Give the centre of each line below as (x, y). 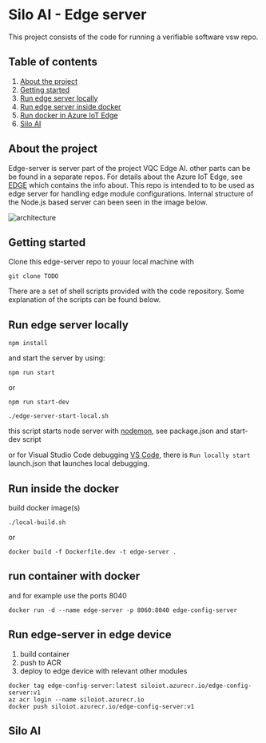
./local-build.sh (37, 522)
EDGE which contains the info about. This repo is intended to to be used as (131, 185)
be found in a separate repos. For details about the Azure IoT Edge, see (126, 177)
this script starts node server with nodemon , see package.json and (118, 431)
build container (45, 654)
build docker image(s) (44, 508)
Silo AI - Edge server (77, 15)
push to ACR (40, 662)
